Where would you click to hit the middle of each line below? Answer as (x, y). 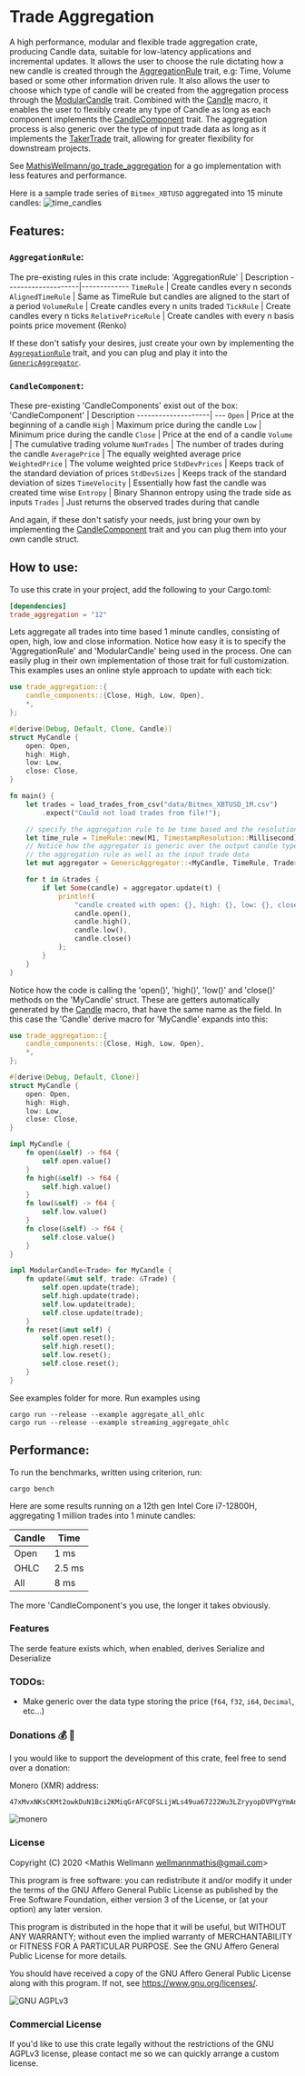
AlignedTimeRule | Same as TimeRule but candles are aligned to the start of (150, 296)
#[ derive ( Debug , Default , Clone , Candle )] (91, 729)
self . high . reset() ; (79, 1347)
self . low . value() (74, 1212)
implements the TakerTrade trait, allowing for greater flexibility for (132, 138)
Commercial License (56, 2024)
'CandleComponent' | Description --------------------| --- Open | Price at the (152, 414)
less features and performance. (68, 175)
